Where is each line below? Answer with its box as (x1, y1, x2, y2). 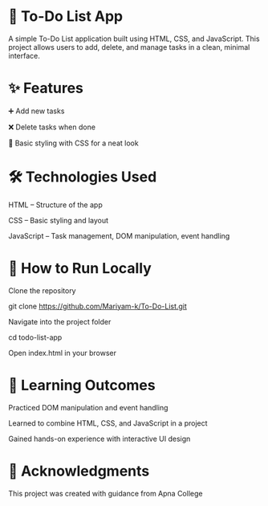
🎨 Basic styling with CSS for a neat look (8, 138, 139, 148)
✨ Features (8, 80, 84, 97)
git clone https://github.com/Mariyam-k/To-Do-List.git (8, 301, 187, 311)
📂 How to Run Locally (8, 259, 152, 277)
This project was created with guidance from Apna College (8, 488, 203, 498)
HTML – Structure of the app (8, 200, 103, 210)
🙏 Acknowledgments (8, 462, 150, 480)
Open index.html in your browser (8, 348, 116, 357)
